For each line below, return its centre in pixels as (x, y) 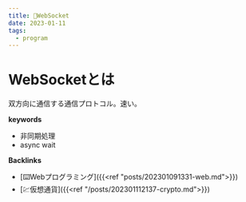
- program (32, 38)
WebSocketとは (61, 80)
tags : (17, 30)
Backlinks (25, 160)
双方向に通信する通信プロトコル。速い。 (75, 104)
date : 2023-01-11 (37, 23)
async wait (38, 145)
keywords (25, 120)
